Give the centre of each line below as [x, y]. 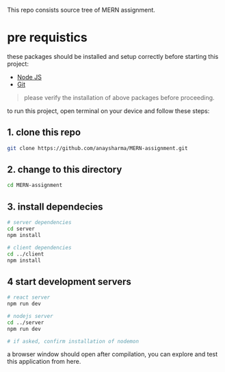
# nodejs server [30, 316]
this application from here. [44, 362]
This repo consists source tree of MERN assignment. [81, 10]
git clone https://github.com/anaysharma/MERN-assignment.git [97, 148]
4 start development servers [69, 281]
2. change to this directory [65, 170]
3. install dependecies [55, 207]
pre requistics [47, 38]
